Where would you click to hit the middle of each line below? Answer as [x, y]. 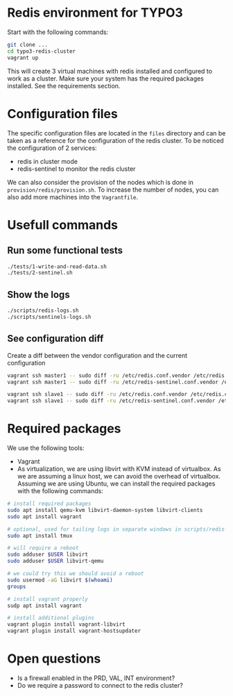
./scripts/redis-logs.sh [43, 310]
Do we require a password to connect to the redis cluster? [100, 685]
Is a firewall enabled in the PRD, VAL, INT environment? [96, 678]
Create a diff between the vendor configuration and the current [97, 355]
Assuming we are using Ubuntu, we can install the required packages [116, 483]
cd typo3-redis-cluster [42, 51]
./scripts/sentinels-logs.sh [49, 317]
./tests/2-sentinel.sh [40, 273]
